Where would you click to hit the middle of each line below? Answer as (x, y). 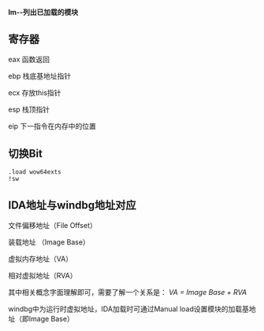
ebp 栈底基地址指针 (40, 76)
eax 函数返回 (29, 60)
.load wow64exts (35, 172)
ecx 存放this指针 (35, 93)
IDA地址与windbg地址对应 (72, 205)
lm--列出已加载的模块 (43, 12)
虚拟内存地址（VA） (41, 259)
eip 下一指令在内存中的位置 (52, 127)
